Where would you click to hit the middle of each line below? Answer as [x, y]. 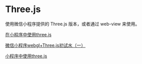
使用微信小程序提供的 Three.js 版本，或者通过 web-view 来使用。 [73, 24]
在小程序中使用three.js [28, 34]
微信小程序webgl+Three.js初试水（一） [45, 45]
